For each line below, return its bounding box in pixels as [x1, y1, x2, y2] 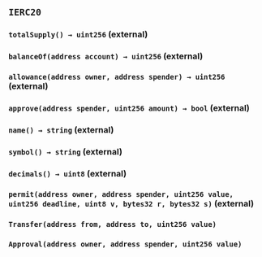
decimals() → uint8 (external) [8, 168, 127, 179]
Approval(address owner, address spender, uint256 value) [8, 239, 243, 249]
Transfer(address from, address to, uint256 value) [8, 220, 217, 229]
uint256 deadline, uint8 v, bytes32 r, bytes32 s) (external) [8, 198, 254, 209]
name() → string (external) [8, 124, 114, 135]
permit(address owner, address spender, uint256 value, [8, 189, 234, 198]
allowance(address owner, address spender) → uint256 [8, 72, 225, 82]
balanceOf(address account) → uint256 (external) [8, 50, 204, 62]
